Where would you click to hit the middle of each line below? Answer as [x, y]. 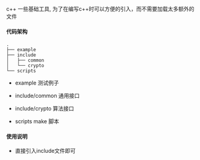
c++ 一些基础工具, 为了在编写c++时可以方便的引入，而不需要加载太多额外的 [100, 9]
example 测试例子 [37, 83]
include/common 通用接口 [47, 96]
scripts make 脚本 [37, 121]
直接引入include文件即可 [45, 151]
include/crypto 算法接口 [44, 109]
